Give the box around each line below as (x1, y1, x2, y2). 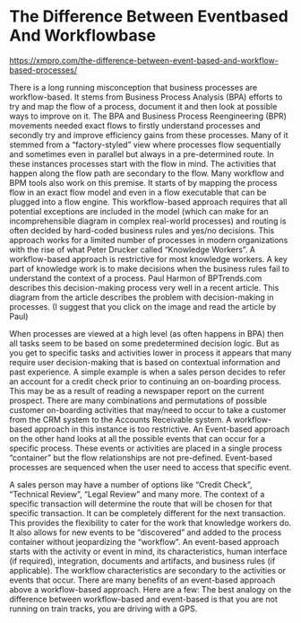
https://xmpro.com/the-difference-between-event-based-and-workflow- (9, 55, 279, 66)
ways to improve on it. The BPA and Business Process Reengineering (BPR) (9, 110, 287, 121)
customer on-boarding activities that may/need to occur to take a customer (9, 404, 287, 415)
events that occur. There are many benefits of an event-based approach (9, 575, 276, 585)
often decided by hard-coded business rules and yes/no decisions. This (9, 224, 275, 235)
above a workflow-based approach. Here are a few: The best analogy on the (9, 584, 292, 594)
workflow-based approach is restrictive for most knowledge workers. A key (9, 253, 288, 264)
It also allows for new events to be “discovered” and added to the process (9, 527, 282, 538)
